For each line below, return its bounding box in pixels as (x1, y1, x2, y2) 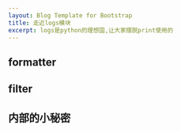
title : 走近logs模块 (8, 19, 71, 27)
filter (8, 82, 33, 95)
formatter (8, 55, 57, 69)
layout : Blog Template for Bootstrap (8, 11, 133, 20)
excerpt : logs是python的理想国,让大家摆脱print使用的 (8, 26, 174, 34)
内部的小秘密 (8, 111, 71, 125)
